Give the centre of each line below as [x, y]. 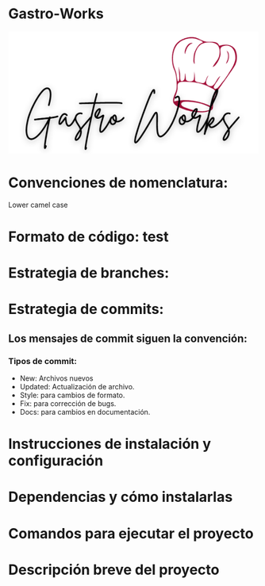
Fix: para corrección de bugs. [68, 404]
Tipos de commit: [43, 361]
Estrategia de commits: [86, 309]
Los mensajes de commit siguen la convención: [128, 338]
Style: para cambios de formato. [72, 395]
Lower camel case [38, 205]
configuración [56, 461]
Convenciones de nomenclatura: [118, 182]
